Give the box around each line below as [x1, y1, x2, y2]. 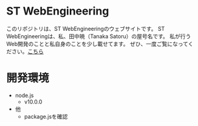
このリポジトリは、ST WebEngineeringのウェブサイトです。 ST [6, 25, 165, 32]
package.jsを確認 [24, 113, 68, 120]
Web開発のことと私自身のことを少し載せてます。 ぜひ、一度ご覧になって [6, 40, 188, 47]
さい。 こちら [11, 47, 44, 55]
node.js [15, 91, 35, 99]
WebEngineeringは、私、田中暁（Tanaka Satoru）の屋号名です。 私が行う [6, 32, 191, 40]
